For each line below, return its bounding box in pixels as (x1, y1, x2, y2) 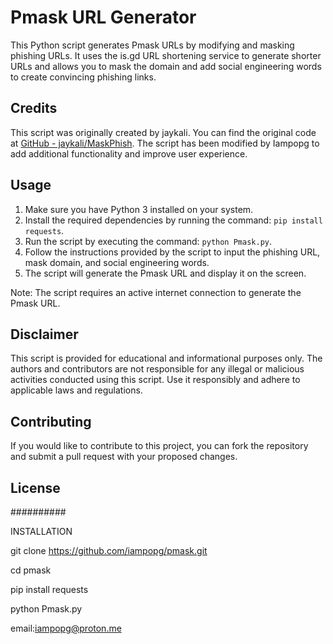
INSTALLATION (10, 526, 73, 537)
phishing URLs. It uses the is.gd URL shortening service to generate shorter (10, 49, 322, 61)
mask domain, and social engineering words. (24, 256, 210, 268)
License (10, 479, 61, 496)
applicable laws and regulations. (10, 384, 143, 396)
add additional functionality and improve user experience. (10, 147, 248, 160)
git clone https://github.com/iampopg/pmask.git (10, 545, 208, 556)
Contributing (10, 413, 92, 430)
